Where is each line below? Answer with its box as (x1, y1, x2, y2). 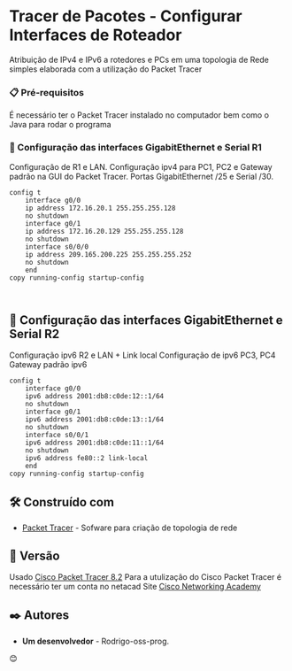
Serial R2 (9, 326, 60, 342)
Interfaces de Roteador (9, 25, 182, 45)
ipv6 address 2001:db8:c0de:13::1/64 (25, 415, 165, 424)
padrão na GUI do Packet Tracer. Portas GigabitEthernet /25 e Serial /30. (9, 171, 274, 181)
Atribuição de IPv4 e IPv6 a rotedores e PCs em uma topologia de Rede (9, 54, 270, 65)
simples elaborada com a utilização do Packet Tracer (9, 64, 203, 74)
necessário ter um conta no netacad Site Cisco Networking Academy (9, 581, 261, 591)
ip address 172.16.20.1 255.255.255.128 (25, 204, 176, 212)
